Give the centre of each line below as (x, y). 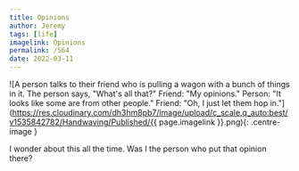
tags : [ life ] (33, 34)
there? (21, 158)
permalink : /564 (39, 51)
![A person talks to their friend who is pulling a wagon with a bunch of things (149, 84)
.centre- (266, 122)
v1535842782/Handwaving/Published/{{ (83, 122)
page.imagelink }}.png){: (204, 122)
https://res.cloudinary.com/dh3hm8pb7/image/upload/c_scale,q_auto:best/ (150, 113)
